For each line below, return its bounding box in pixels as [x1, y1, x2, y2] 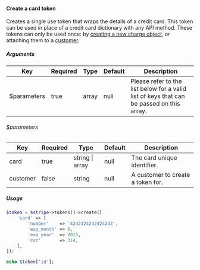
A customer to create [131, 171, 190, 179]
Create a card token [6, 5, 56, 12]
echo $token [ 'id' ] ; [6, 259, 55, 265]
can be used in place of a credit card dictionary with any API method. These [6, 24, 192, 31]
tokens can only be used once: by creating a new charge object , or [6, 30, 170, 38]
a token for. [131, 178, 164, 186]
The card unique [131, 154, 177, 162]
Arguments [6, 50, 35, 58]
